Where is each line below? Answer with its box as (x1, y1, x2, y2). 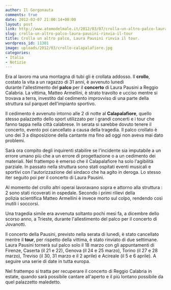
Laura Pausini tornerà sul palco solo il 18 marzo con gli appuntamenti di (5, 242, 155, 248)
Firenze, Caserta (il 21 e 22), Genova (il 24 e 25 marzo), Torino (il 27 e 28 (5, 248, 158, 254)
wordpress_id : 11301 (5, 41, 49, 46)
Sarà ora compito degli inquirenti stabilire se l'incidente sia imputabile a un (5, 147, 161, 153)
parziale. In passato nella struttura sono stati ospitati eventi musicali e (5, 164, 151, 170)
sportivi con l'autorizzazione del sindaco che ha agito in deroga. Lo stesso (5, 169, 161, 175)
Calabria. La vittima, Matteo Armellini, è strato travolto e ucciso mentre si (5, 90, 158, 96)
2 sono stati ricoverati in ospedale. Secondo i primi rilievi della (5, 190, 135, 196)
